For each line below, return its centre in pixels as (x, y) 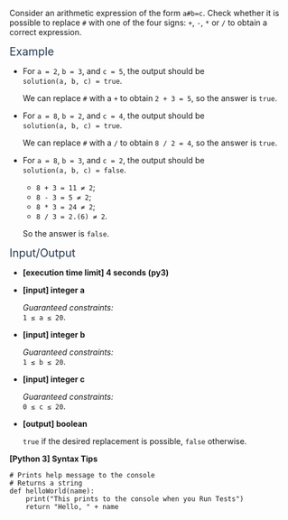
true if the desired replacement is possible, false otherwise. (135, 441)
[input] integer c (54, 379)
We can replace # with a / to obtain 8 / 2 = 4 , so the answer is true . (150, 143)
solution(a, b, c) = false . (74, 170)
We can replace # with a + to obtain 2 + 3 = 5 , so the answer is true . (150, 98)
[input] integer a (54, 290)
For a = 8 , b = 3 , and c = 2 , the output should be (113, 160)
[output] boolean (55, 424)
